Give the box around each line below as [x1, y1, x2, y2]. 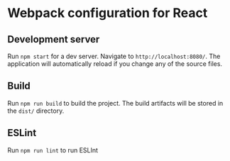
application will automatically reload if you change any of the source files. [7, 60, 222, 68]
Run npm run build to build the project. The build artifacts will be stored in [7, 99, 224, 107]
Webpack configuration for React [7, 5, 208, 21]
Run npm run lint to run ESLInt [7, 145, 98, 154]
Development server [7, 33, 100, 45]
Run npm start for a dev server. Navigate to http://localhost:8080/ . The [7, 52, 221, 60]
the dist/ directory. [7, 106, 65, 115]
